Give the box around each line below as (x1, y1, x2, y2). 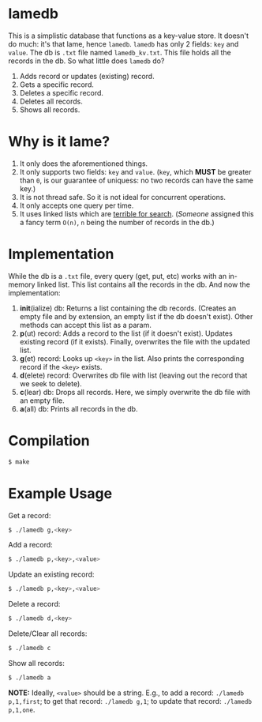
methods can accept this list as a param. (19, 320, 152, 329)
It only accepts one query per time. (19, 201, 134, 210)
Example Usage (8, 484, 113, 502)
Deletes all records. (19, 96, 83, 106)
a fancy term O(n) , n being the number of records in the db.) (19, 217, 215, 227)
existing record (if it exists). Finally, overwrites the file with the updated (19, 337, 251, 346)
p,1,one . (8, 705, 36, 714)
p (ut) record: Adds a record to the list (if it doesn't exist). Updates (19, 329, 233, 338)
